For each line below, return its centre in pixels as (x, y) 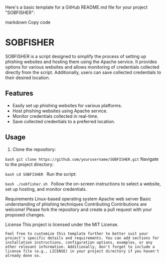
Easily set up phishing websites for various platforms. (67, 105)
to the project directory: (29, 164)
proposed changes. (25, 214)
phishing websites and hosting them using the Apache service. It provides (81, 62)
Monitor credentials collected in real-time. (55, 116)
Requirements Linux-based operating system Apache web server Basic (78, 199)
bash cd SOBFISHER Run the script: (41, 174)
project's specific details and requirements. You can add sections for (82, 238)
